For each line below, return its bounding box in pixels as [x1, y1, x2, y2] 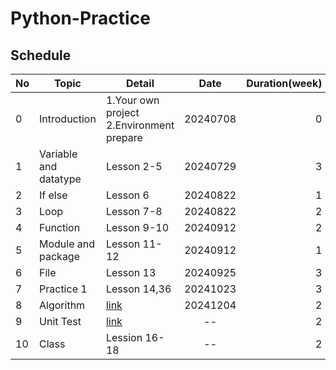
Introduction [39, 112, 97, 126]
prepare [105, 131, 143, 144]
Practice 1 [39, 282, 88, 296]
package [39, 250, 80, 263]
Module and [39, 237, 96, 251]
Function [39, 221, 81, 234]
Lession [105, 331, 143, 344]
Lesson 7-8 [105, 205, 163, 218]
